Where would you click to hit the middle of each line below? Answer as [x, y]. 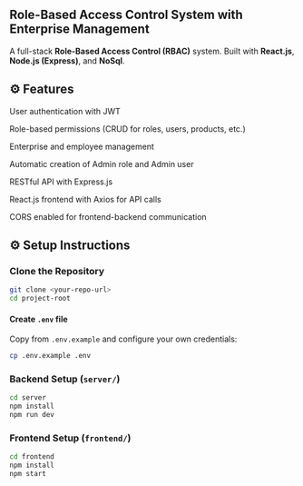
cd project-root [40, 299]
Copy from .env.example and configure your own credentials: [123, 339]
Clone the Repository [57, 271]
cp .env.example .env [50, 356]
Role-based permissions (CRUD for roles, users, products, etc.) [128, 129]
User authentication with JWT [65, 111]
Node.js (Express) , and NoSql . [67, 60]
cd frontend [32, 457]
